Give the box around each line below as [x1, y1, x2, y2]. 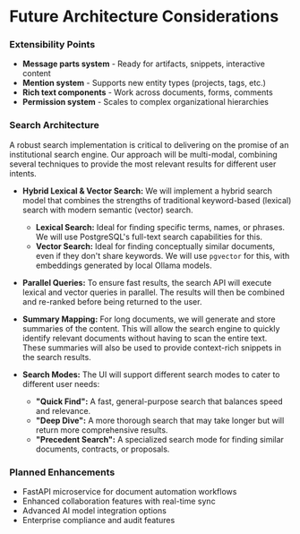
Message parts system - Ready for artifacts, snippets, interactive [21, 58, 266, 69]
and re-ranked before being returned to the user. [21, 296, 202, 306]
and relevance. [35, 405, 91, 416]
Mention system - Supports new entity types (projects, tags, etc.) [21, 78, 267, 89]
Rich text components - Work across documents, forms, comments [21, 87, 273, 98]
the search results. [21, 351, 91, 362]
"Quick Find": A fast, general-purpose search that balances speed [35, 396, 284, 407]
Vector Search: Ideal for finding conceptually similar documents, [35, 240, 276, 252]
